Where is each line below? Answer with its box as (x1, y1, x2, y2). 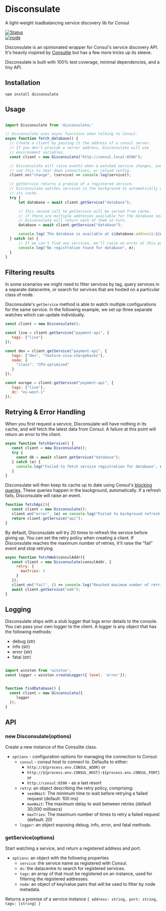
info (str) (12, 644, 31, 650)
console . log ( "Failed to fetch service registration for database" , (16, 464, 158, 469)
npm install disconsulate (5, 91, 58, 97)
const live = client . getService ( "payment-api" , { (5, 330, 110, 336)
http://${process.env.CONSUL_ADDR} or (27, 764, 106, 770)
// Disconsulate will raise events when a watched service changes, (9, 163, 154, 169)
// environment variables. (9, 150, 65, 155)
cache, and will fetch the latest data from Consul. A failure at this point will (5, 426, 156, 432)
